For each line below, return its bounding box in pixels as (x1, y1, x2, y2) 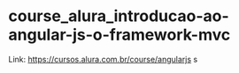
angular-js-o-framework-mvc (8, 25, 231, 45)
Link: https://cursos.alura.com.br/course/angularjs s (8, 54, 198, 64)
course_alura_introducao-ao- (8, 6, 229, 26)
